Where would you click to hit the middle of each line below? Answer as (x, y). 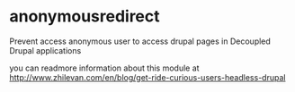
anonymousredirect (85, 17)
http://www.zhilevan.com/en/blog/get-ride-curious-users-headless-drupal (147, 77)
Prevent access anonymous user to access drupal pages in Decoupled (140, 41)
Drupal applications (45, 50)
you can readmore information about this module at (104, 68)
